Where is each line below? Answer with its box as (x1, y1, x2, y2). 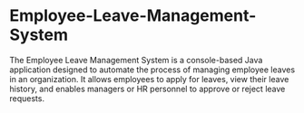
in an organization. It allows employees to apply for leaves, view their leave (9, 73, 289, 84)
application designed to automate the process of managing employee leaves (9, 64, 296, 75)
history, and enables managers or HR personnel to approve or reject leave (9, 83, 286, 94)
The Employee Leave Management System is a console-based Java (9, 54, 263, 65)
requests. (9, 92, 45, 104)
